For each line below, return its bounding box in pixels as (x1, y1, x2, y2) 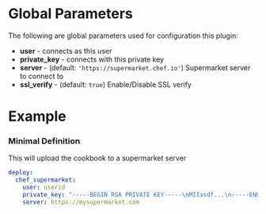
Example (8, 107, 66, 126)
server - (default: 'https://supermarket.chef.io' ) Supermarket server (19, 62, 251, 72)
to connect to (19, 71, 64, 81)
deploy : (8, 169, 34, 177)
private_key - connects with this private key (19, 54, 165, 64)
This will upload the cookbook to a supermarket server (8, 153, 187, 163)
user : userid (22, 183, 66, 192)
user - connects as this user (19, 46, 112, 55)
